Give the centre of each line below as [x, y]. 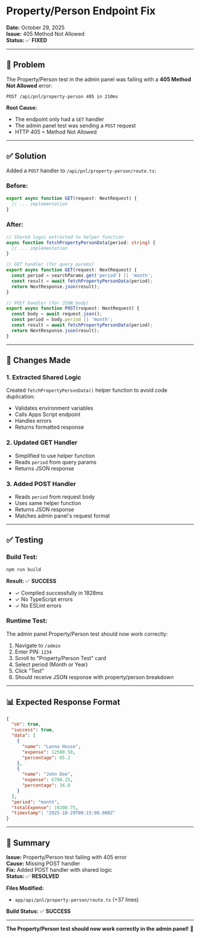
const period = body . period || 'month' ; [62, 320]
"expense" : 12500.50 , [49, 752]
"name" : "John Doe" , [47, 774]
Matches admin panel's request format [62, 516]
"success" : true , [33, 730]
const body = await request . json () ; [57, 314]
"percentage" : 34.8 [46, 785]
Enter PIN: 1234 [33, 652]
